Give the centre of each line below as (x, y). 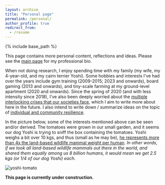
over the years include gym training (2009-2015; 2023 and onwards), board (82, 81)
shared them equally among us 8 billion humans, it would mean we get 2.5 (81, 153)
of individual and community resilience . (45, 112)
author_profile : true (27, 23)
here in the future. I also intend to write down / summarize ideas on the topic (82, 107)
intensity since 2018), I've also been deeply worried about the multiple (76, 97)
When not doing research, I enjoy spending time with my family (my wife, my (83, 71)
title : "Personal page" (30, 14)
